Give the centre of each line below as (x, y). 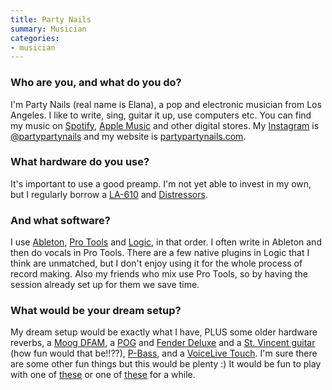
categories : (35, 38)
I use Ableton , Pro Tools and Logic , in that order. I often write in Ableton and (166, 242)
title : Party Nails (51, 19)
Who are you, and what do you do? (96, 83)
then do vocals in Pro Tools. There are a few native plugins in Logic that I (160, 253)
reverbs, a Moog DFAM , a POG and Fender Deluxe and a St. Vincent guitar (163, 343)
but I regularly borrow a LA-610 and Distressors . (109, 194)
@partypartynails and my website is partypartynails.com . (128, 136)
